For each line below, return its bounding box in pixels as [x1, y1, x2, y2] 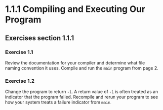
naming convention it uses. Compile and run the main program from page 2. [5, 65, 159, 71]
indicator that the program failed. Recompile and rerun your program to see [5, 94, 158, 100]
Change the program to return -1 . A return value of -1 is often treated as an [5, 89, 158, 95]
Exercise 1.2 [5, 77, 35, 84]
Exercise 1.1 [5, 49, 34, 55]
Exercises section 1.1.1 [5, 34, 74, 42]
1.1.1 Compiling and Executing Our [5, 3, 146, 15]
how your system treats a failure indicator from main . [5, 99, 112, 105]
